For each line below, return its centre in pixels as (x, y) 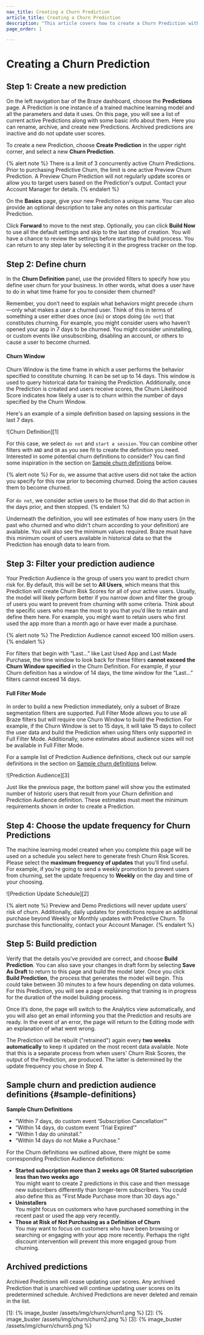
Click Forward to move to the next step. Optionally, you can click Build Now (101, 226)
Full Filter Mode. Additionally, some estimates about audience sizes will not (100, 739)
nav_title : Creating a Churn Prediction (58, 12)
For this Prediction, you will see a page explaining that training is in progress (101, 991)
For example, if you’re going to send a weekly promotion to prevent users (98, 869)
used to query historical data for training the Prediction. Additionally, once (99, 383)
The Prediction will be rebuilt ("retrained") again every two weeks (89, 1040)
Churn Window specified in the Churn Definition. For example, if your (93, 666)
